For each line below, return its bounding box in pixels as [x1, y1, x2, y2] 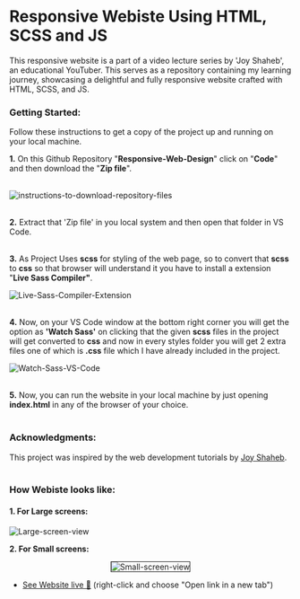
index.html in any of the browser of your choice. [9, 400, 189, 410]
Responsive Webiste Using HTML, [9, 6, 267, 27]
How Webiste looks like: [9, 483, 116, 496]
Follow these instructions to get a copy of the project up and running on [9, 127, 274, 137]
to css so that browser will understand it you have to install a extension [9, 263, 271, 274]
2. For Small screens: [9, 543, 90, 554]
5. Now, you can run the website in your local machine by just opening [9, 390, 269, 401]
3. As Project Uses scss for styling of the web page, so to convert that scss [9, 253, 289, 264]
